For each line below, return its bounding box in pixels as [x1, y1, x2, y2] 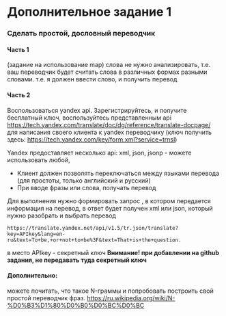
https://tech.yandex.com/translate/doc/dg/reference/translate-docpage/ [7, 120, 211, 129]
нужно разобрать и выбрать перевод [7, 211, 116, 220]
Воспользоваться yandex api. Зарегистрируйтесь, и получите [7, 106, 187, 114]
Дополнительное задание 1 [7, 4, 172, 20]
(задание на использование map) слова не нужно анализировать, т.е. [7, 61, 210, 69]
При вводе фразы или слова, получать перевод [16, 183, 156, 192]
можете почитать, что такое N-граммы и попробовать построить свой [7, 287, 214, 295]
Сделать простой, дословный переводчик [7, 29, 156, 38]
